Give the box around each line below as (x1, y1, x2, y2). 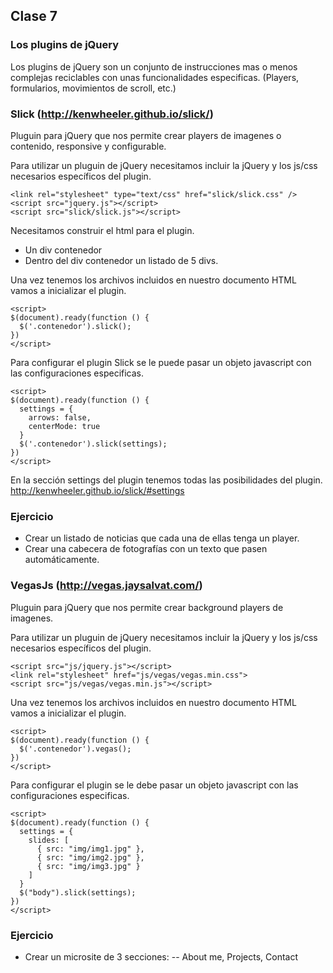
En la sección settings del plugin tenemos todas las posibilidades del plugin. (10, 474, 323, 486)
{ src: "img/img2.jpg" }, (36, 852, 145, 863)
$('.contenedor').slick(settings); (19, 439, 168, 449)
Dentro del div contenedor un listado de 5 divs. (24, 254, 219, 266)
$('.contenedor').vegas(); (19, 744, 132, 754)
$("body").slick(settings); (19, 887, 137, 898)
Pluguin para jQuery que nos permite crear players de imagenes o (10, 129, 282, 141)
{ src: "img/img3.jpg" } (36, 861, 141, 871)
